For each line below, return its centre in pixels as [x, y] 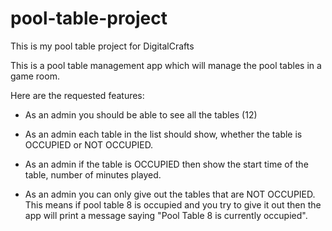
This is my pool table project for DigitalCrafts [102, 46]
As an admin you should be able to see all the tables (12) [141, 114]
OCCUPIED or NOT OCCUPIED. [89, 144]
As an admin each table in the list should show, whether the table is [163, 134]
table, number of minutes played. [93, 174]
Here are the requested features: [77, 95]
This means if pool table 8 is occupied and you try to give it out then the [173, 204]
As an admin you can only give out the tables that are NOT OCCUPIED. [170, 194]
